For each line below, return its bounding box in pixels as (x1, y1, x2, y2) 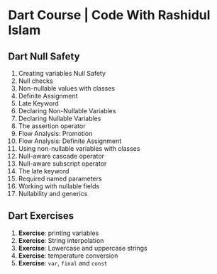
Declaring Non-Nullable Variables (18, 107, 116, 115)
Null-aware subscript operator (18, 159, 107, 168)
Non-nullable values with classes (18, 84, 116, 92)
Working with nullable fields (18, 182, 100, 190)
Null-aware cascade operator (18, 152, 105, 160)
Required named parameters (18, 174, 102, 183)
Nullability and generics (18, 190, 88, 198)
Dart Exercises (8, 210, 74, 222)
